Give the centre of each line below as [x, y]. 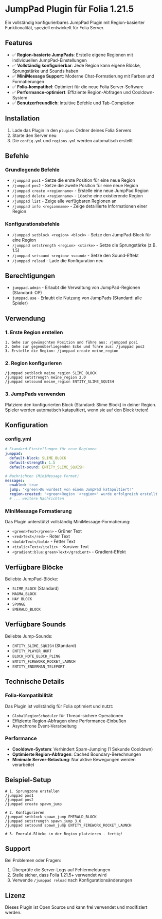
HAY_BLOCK [22, 599]
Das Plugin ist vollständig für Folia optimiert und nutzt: [59, 706]
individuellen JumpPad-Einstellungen [49, 60]
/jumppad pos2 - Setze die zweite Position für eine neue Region [75, 186]
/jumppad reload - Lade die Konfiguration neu [58, 260]
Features [19, 43]
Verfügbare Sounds [36, 624]
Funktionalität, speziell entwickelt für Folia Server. [55, 27]
